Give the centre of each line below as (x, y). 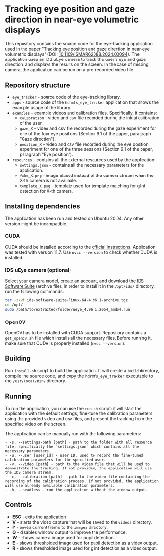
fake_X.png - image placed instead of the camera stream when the (86, 175)
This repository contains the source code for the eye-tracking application (79, 43)
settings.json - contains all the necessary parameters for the (82, 165)
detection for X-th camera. (46, 191)
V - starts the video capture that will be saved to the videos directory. (82, 522)
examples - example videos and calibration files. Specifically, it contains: (84, 113)
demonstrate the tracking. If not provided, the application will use (79, 468)
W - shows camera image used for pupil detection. (63, 537)
